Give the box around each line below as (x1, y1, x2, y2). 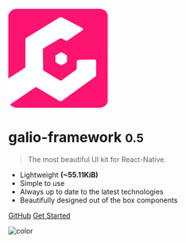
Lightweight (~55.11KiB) (19, 170, 99, 179)
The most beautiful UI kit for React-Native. (27, 154, 167, 164)
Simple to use (19, 178, 65, 187)
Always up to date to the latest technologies (19, 187, 165, 196)
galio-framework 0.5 (8, 129, 145, 147)
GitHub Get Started (8, 210, 71, 220)
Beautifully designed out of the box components (19, 195, 178, 205)
